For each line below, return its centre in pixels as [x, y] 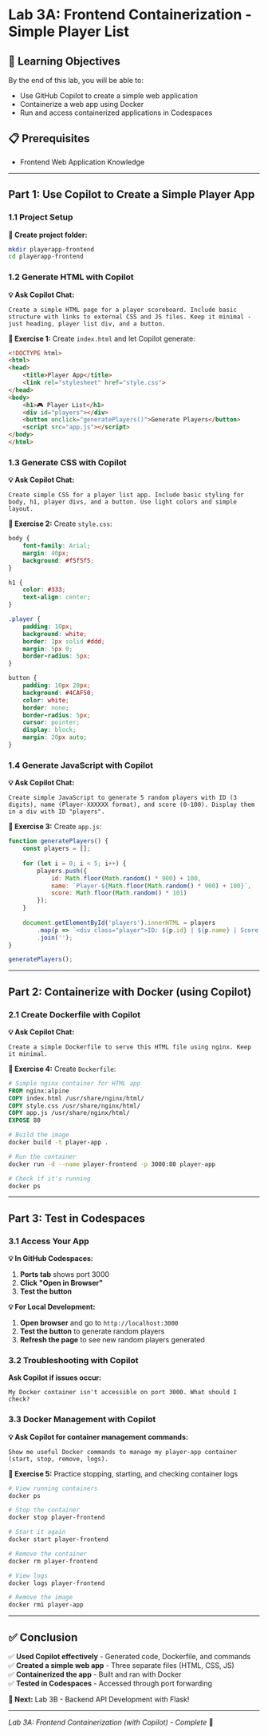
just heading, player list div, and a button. [87, 324]
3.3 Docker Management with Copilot [82, 1420]
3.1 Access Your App [49, 1241]
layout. [21, 509]
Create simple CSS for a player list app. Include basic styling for [126, 495]
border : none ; [46, 708]
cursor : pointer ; [51, 723]
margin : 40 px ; [46, 553]
